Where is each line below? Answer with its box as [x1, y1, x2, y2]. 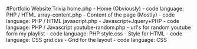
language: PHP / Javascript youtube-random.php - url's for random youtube [6, 24, 191, 31]
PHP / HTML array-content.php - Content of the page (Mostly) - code [6, 11, 175, 18]
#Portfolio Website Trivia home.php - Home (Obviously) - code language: [6, 5, 184, 12]
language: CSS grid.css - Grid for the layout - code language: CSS [6, 37, 167, 43]
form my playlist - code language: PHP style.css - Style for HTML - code [6, 30, 183, 37]
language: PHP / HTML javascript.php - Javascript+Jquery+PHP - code [6, 18, 180, 24]
